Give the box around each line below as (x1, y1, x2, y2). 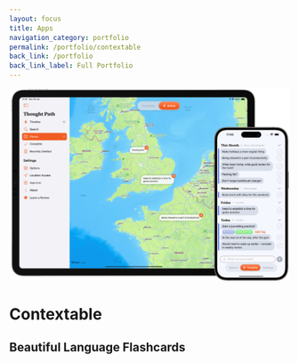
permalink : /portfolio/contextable (9, 43, 141, 52)
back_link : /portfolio (9, 52, 93, 61)
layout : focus (9, 14, 62, 23)
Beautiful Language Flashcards (9, 339, 186, 355)
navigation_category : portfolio (9, 33, 129, 42)
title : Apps (9, 23, 53, 33)
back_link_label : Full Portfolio (9, 61, 133, 70)
